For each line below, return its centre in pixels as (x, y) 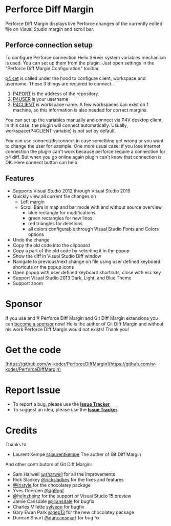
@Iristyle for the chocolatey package (52, 485)
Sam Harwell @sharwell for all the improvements (64, 474)
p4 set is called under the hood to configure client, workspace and (76, 78)
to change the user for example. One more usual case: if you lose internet (83, 146)
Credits (21, 430)
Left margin (33, 202)
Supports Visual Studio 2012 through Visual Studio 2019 (71, 191)
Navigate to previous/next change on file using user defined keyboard (87, 261)
